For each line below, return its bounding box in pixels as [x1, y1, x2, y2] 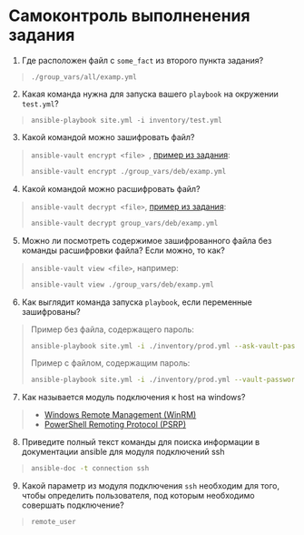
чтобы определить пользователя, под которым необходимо [21, 490, 255, 501]
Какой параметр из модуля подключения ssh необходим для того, [21, 480, 280, 491]
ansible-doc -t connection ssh [30, 464, 150, 473]
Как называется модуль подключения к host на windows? [21, 392, 246, 403]
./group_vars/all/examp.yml [30, 72, 137, 82]
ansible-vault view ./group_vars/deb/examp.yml [30, 279, 214, 289]
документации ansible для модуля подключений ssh [21, 447, 225, 458]
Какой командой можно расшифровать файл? [21, 183, 201, 194]
